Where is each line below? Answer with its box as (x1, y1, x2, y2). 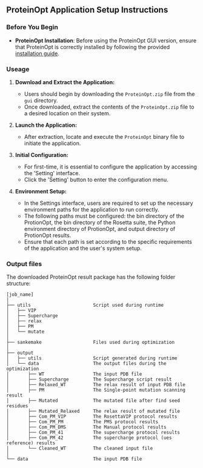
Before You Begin (6, 23, 59, 32)
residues (6, 403, 28, 409)
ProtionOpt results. (24, 232, 72, 239)
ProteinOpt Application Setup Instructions (6, 5, 168, 15)
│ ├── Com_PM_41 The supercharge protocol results (6, 430, 181, 436)
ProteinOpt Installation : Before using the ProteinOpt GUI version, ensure (15, 36, 197, 44)
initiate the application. (24, 139, 81, 147)
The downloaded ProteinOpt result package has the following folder (6, 273, 176, 281)
